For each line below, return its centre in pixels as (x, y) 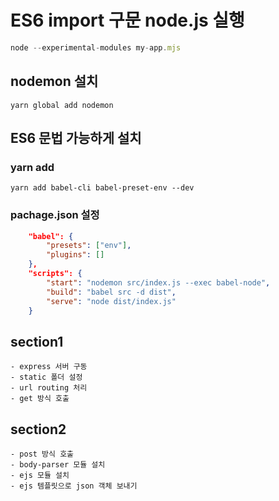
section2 (38, 429)
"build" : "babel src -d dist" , (111, 292)
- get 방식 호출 (40, 399)
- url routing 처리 (49, 388)
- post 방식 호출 (42, 454)
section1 (37, 341)
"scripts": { (55, 274)
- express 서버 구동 (49, 367)
